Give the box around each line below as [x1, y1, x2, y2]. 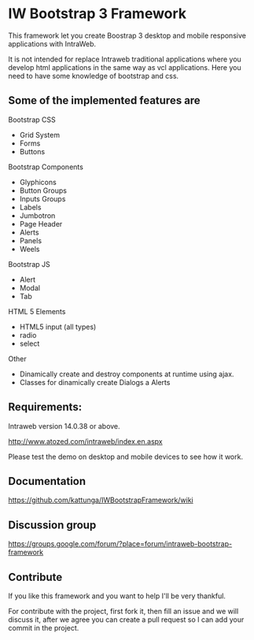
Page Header [19, 219, 63, 228]
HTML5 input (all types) [19, 322, 97, 331]
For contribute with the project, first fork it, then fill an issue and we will [8, 607, 239, 616]
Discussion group [8, 518, 97, 531]
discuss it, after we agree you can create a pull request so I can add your [8, 615, 245, 624]
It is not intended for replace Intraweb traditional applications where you [8, 54, 241, 64]
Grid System [19, 130, 61, 139]
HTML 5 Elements [8, 306, 66, 316]
